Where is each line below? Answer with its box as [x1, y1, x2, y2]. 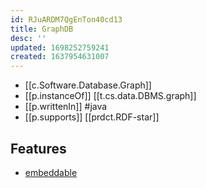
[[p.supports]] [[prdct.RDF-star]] [24, 111, 160, 123]
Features [10, 140, 67, 157]
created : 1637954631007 [10, 52, 110, 62]
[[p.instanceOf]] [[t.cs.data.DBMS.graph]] [24, 90, 197, 102]
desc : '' [10, 33, 47, 43]
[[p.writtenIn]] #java [24, 101, 108, 113]
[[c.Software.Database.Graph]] [24, 79, 152, 91]
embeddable [24, 166, 78, 178]
